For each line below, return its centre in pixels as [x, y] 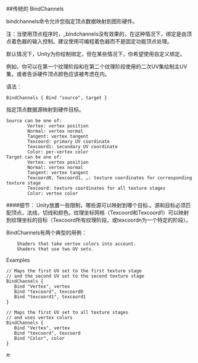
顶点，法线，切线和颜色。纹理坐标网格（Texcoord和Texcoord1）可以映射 [100, 213]
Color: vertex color [53, 193]
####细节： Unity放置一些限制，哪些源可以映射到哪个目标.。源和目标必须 [96, 205]
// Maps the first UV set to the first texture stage [74, 271]
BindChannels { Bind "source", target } [57, 98]
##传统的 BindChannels [35, 9]
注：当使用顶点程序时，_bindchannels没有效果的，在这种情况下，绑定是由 [96, 34]
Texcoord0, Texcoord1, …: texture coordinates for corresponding [110, 178]
